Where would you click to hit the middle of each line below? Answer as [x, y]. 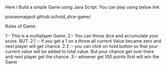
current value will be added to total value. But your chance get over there [80, 52]
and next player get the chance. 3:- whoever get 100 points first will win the [82, 57]
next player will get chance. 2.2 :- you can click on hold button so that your [82, 46]
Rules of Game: [21, 26]
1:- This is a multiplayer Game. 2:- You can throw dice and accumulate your [82, 36]
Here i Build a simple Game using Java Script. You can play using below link [83, 7]
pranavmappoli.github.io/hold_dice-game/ [48, 17]
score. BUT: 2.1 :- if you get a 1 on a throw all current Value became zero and [83, 41]
